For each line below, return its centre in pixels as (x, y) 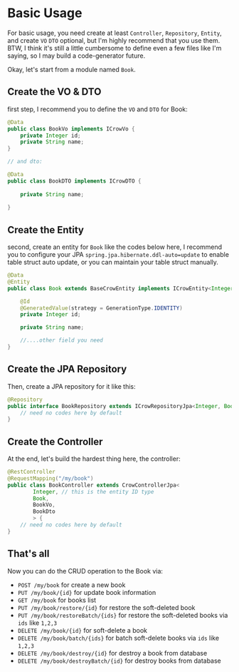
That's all (28, 554)
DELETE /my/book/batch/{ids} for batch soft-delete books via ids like (118, 638)
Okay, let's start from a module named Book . (72, 69)
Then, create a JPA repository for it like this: (72, 386)
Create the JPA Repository (67, 369)
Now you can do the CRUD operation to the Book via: (85, 571)
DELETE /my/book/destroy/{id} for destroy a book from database (112, 653)
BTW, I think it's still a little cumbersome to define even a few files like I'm (115, 48)
